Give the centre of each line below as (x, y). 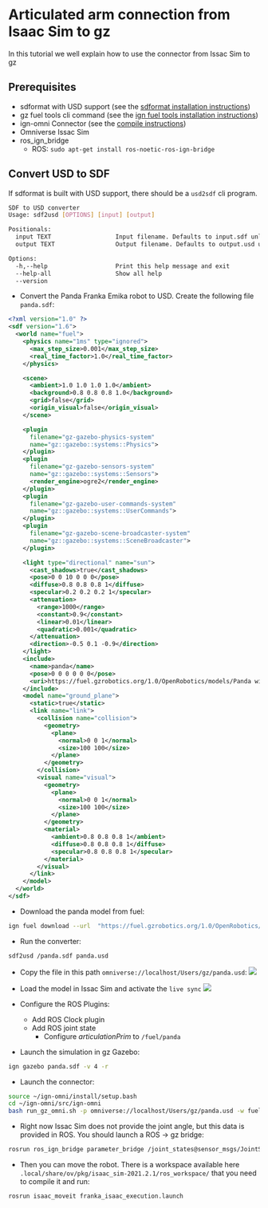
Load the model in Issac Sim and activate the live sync (110, 988)
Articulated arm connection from (119, 15)
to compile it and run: (55, 1182)
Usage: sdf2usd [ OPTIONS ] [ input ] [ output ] (82, 215)
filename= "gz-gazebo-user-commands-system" (103, 504)
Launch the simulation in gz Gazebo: (80, 1052)
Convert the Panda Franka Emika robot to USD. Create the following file (137, 296)
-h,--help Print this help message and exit (122, 266)
